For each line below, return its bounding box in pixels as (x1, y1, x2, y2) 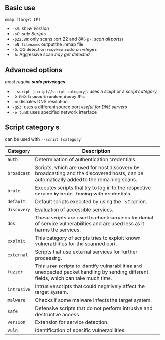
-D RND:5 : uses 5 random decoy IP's (12, 93, 85, 99)
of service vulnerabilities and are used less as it (35, 220, 145, 227)
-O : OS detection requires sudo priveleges (12, 46, 97, 52)
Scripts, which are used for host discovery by (35, 164, 140, 171)
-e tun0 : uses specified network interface (12, 109, 97, 115)
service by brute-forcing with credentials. (35, 191, 132, 197)
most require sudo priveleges (5, 78, 66, 85)
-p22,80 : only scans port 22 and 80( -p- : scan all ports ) (12, 36, 124, 42)
